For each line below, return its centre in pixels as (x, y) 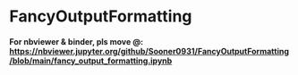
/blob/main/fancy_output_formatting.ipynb (91, 61)
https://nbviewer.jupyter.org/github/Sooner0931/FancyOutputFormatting (149, 51)
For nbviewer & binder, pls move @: (77, 41)
